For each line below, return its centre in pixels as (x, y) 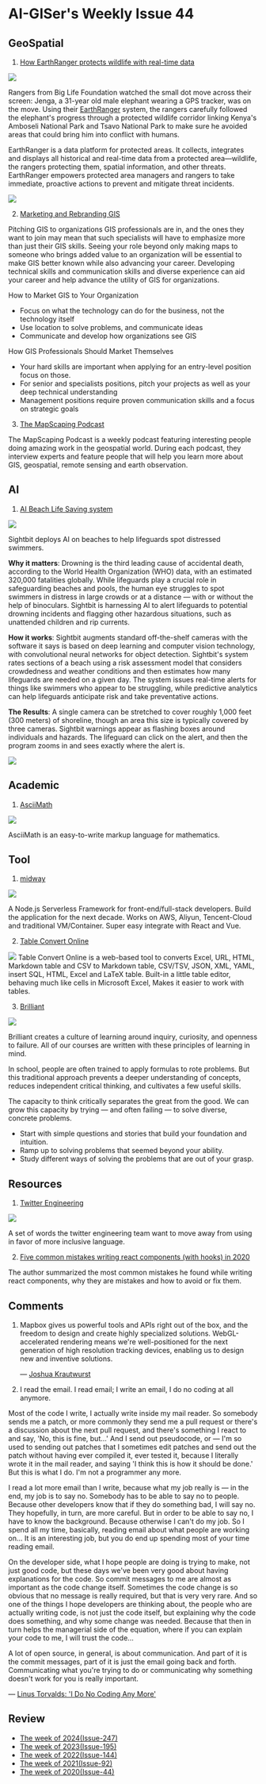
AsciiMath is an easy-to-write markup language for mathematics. (114, 835)
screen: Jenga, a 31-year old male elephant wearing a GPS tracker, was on (130, 101)
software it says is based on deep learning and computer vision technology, (132, 646)
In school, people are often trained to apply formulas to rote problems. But (129, 1069)
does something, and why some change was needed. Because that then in (130, 1621)
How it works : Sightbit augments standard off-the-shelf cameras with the (128, 637)
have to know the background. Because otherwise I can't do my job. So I (126, 1521)
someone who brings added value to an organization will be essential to (125, 254)
